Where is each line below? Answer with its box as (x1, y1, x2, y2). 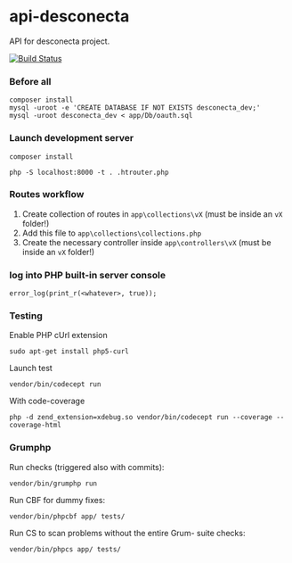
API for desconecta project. (9, 36, 110, 46)
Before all (9, 75, 52, 87)
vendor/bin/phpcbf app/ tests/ (9, 511, 126, 521)
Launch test (9, 363, 53, 374)
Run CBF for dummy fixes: (9, 494, 105, 505)
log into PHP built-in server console (9, 269, 166, 281)
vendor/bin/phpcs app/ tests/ (9, 544, 122, 554)
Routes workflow (9, 188, 85, 201)
